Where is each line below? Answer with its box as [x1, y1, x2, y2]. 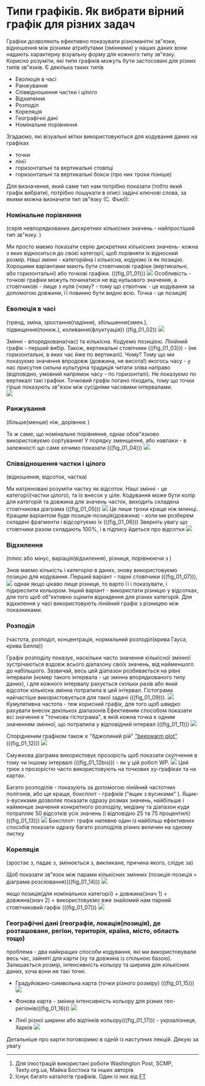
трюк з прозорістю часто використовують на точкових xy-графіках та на [6, 765, 196, 772]
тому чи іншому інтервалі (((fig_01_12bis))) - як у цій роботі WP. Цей [6, 759, 189, 766]
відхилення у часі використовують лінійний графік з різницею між [6, 600, 179, 607]
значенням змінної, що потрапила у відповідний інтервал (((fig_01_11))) [6, 720, 190, 727]
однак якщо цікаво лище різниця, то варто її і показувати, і [13, 580, 168, 588]
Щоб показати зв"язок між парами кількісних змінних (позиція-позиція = [6, 871, 197, 879]
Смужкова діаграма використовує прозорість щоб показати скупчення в [6, 751, 198, 759]
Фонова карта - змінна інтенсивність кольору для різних [15, 997, 164, 1005]
